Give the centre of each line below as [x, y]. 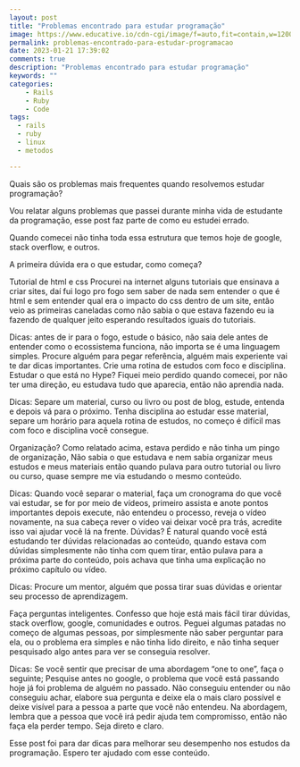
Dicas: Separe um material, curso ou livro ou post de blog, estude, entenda [147, 401]
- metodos [35, 150]
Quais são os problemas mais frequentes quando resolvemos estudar [137, 183]
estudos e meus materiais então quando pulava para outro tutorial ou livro [145, 467]
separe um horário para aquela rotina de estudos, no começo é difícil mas [145, 420]
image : [21, 34]
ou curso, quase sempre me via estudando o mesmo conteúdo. [126, 476]
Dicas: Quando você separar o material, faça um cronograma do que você [146, 493]
